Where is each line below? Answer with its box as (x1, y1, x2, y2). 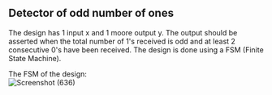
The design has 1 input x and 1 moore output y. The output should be (8, 27, 238, 37)
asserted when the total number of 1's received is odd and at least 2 (8, 36, 235, 46)
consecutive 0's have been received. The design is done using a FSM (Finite (8, 44, 264, 55)
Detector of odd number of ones (8, 6, 175, 20)
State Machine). (8, 53, 62, 63)
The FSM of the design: (8, 68, 88, 79)
